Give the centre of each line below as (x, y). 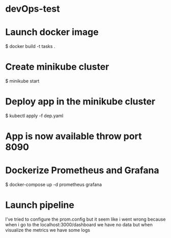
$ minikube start (22, 81)
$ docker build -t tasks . (30, 46)
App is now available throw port (74, 136)
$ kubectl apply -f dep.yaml (34, 116)
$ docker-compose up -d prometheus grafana (54, 184)
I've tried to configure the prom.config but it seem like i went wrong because (85, 219)
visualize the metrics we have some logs (48, 230)
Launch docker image (52, 32)
